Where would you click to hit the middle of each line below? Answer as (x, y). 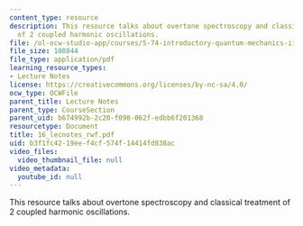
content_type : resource (54, 18)
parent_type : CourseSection (62, 110)
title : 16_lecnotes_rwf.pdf (62, 135)
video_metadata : (40, 168)
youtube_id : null (50, 176)
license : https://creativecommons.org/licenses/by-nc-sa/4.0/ (129, 85)
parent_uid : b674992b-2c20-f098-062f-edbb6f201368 (106, 118)
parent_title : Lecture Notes (64, 101)
